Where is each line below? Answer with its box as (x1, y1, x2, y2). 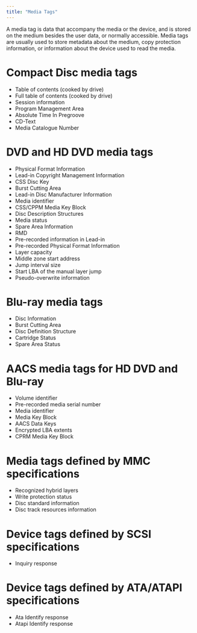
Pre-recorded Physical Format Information (14, 242, 120, 249)
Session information (14, 98, 65, 105)
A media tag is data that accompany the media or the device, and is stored (6, 25, 191, 33)
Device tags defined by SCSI (6, 527, 152, 541)
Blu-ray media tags (6, 295, 104, 309)
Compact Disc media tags (6, 66, 137, 79)
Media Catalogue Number (14, 124, 80, 131)
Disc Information (14, 315, 57, 323)
